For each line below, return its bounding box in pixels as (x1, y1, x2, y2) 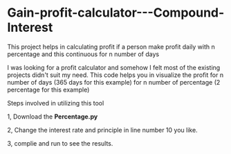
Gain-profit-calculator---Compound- (7, 5, 225, 21)
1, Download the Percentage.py (7, 112, 98, 121)
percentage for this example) (7, 85, 90, 94)
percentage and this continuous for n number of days (7, 50, 160, 58)
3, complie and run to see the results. (7, 139, 113, 147)
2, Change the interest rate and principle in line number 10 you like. (7, 126, 198, 134)
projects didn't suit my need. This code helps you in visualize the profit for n (7, 71, 223, 79)
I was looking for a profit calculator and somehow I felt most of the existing (7, 63, 221, 71)
